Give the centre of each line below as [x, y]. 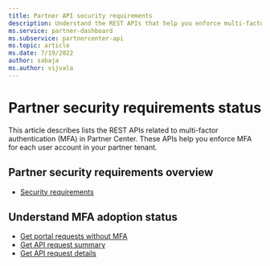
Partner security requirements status [135, 107]
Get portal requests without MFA [74, 236]
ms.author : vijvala [41, 68]
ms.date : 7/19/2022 [41, 53]
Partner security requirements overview [111, 172]
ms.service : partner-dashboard [61, 31]
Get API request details [58, 253]
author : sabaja [34, 61]
